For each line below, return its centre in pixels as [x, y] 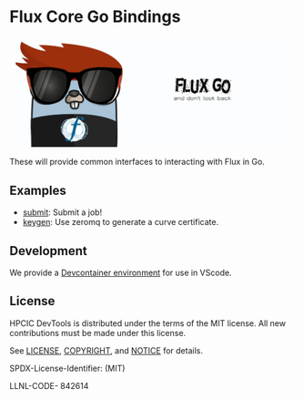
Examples [38, 190]
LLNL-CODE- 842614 [49, 385]
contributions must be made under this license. [98, 332]
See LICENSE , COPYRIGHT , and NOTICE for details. [106, 350]
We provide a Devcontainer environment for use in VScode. [121, 272]
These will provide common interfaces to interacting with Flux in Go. [137, 162]
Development [49, 251]
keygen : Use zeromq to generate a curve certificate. [121, 222]
